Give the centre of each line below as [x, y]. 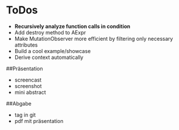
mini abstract [30, 92]
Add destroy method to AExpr [50, 32]
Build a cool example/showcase [52, 51]
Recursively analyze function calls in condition [72, 26]
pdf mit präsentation [39, 121]
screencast [28, 80]
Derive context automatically [49, 57]
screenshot [28, 86]
